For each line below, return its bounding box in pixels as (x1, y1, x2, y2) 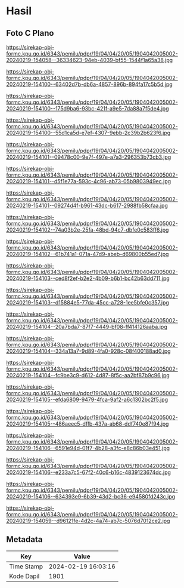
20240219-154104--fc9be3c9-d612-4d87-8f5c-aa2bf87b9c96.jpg (6, 372, 170, 378)
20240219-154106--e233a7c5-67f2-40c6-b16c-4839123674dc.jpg (6, 469, 171, 476)
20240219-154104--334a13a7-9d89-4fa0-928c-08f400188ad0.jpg (6, 347, 171, 355)
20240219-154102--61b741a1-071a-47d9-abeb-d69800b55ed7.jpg (6, 251, 169, 257)
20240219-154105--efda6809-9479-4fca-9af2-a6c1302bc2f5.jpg (6, 396, 169, 403)
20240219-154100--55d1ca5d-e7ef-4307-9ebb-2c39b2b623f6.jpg (6, 130, 171, 136)
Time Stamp (9, 562, 43, 571)
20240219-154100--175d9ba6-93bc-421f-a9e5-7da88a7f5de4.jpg (6, 105, 169, 112)
